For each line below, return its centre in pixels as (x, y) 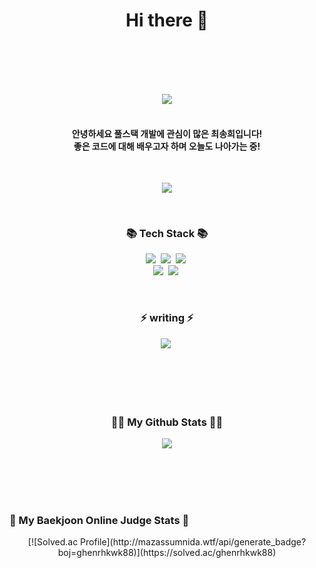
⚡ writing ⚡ (167, 318)
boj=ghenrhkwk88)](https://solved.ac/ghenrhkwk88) (167, 553)
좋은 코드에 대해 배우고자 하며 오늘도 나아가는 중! (167, 146)
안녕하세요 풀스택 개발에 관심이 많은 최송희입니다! (167, 133)
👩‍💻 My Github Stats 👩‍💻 (167, 422)
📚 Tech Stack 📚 (167, 234)
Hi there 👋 (167, 20)
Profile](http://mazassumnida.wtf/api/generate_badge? (193, 542)
